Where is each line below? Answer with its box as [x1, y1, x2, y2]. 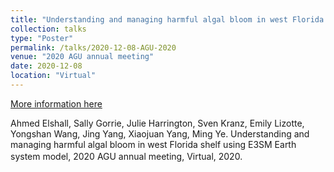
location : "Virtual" [10, 71, 97, 81]
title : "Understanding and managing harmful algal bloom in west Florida [10, 14, 325, 25]
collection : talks [10, 24, 87, 34]
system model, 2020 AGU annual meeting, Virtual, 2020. [10, 150, 243, 162]
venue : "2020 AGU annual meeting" [10, 52, 155, 62]
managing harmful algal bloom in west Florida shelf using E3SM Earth [10, 138, 297, 150]
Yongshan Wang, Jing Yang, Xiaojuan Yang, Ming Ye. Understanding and [10, 127, 310, 140]
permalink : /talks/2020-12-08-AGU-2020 [10, 42, 177, 53]
